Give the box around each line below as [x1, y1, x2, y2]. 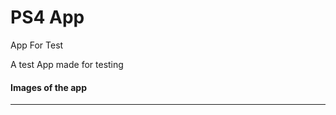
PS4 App [10, 6, 85, 29]
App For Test [10, 39, 64, 51]
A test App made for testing [10, 58, 124, 70]
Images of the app [10, 81, 87, 93]
